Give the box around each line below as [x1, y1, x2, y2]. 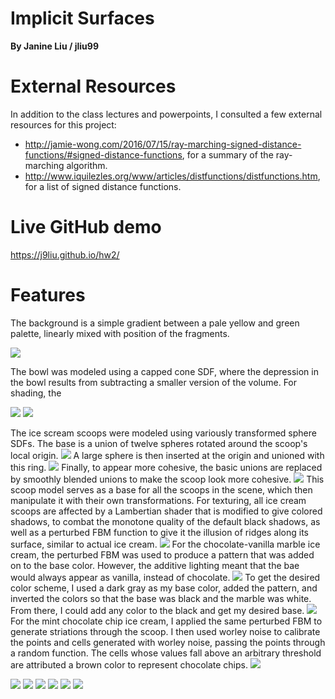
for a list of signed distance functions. [24, 180, 182, 192]
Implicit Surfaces [10, 7, 155, 30]
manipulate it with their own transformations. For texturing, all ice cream [10, 494, 307, 506]
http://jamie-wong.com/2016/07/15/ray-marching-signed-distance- [24, 138, 302, 150]
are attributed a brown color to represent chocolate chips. [10, 658, 248, 671]
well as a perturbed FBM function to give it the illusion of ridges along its [10, 526, 309, 538]
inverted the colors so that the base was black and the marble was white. [10, 592, 312, 604]
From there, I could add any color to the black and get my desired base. [10, 604, 305, 616]
